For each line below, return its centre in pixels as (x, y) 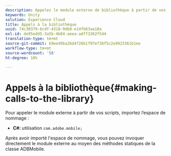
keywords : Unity (23, 15)
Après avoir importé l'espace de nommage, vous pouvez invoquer (75, 138)
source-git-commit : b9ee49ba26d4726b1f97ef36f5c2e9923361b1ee (73, 44)
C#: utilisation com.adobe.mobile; (48, 128)
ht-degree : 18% (22, 58)
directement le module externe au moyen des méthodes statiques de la (80, 144)
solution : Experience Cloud (35, 19)
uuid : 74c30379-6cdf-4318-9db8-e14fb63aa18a (54, 29)
